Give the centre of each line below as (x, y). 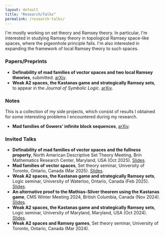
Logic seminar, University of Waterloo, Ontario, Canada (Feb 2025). (81, 181)
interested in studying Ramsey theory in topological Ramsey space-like (77, 38)
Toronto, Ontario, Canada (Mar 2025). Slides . (58, 171)
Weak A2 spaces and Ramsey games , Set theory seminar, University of (85, 223)
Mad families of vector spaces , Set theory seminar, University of (78, 165)
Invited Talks (21, 139)
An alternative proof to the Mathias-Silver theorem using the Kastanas (86, 192)
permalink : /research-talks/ (35, 19)
